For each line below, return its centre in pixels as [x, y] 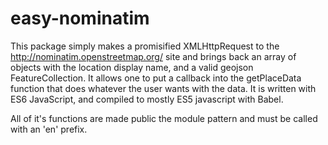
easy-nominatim [80, 18]
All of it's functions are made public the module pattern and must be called [164, 118]
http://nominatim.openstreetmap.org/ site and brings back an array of [153, 56]
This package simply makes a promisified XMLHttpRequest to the [145, 46]
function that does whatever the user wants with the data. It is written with [163, 88]
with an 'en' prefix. [49, 129]
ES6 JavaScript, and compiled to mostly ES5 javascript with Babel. [147, 99]
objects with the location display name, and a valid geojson [132, 67]
